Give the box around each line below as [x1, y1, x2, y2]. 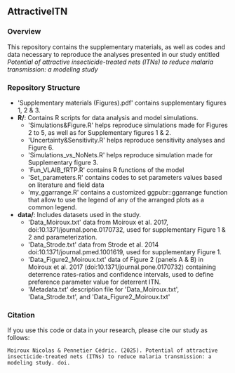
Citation [7, 310, 35, 320]
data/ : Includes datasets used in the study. [17, 210, 142, 218]
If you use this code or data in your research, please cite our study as [7, 326, 208, 334]
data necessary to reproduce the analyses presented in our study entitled [7, 50, 220, 58]
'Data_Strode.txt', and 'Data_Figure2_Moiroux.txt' [27, 292, 170, 301]
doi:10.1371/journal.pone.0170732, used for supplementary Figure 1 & [27, 225, 226, 234]
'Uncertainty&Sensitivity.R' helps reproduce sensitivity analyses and [27, 136, 226, 144]
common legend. [27, 203, 77, 211]
